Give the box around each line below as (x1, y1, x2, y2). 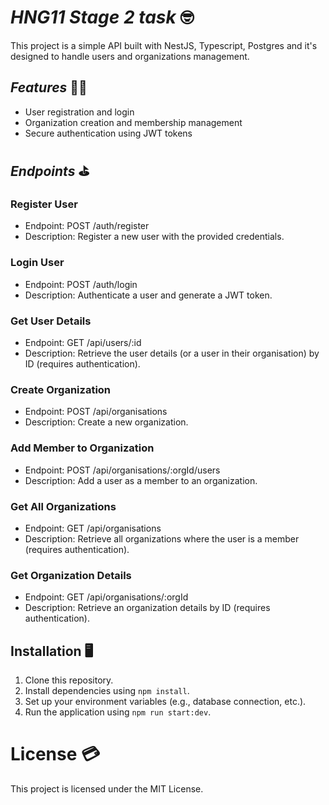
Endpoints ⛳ (10, 163, 90, 180)
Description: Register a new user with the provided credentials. (24, 231, 285, 243)
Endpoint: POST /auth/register (24, 220, 150, 232)
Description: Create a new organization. (24, 416, 189, 428)
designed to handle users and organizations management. (10, 50, 250, 62)
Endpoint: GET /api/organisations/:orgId (24, 591, 189, 603)
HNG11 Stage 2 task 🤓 (10, 6, 195, 29)
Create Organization (10, 382, 112, 396)
